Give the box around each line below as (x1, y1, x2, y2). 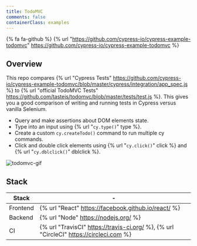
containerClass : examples (6, 19, 69, 25)
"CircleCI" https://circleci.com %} (39, 230, 132, 238)
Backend (9, 214, 33, 221)
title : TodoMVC (6, 8, 43, 15)
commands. (14, 136, 43, 143)
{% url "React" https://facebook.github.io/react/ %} (39, 204, 181, 212)
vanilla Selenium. (6, 106, 47, 113)
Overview (6, 59, 43, 69)
